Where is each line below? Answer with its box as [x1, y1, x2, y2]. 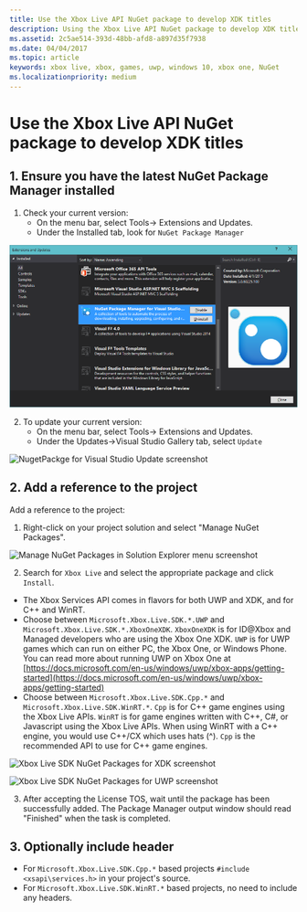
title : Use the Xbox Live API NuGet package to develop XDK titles [9, 15, 272, 24]
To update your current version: [22, 416, 143, 427]
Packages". [22, 531, 66, 543]
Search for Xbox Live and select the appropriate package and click [22, 567, 274, 578]
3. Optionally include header [9, 839, 175, 854]
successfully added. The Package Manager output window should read [22, 802, 292, 813]
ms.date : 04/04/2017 [9, 44, 89, 53]
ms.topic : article [9, 53, 79, 63]
